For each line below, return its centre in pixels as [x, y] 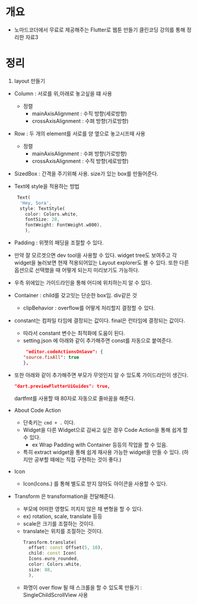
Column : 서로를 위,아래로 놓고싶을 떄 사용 [63, 93]
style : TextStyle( [42, 208]
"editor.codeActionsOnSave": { [64, 352]
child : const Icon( [52, 553]
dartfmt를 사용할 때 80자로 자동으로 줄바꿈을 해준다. [74, 398]
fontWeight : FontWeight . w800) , [64, 225]
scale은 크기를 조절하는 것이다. [59, 523]
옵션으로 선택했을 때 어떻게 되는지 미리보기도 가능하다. [77, 270]
